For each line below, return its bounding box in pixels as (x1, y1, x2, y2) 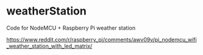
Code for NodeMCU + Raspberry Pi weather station (6, 24, 136, 31)
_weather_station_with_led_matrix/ (6, 42, 93, 50)
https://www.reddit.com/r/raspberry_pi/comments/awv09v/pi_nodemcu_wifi (6, 36, 197, 43)
